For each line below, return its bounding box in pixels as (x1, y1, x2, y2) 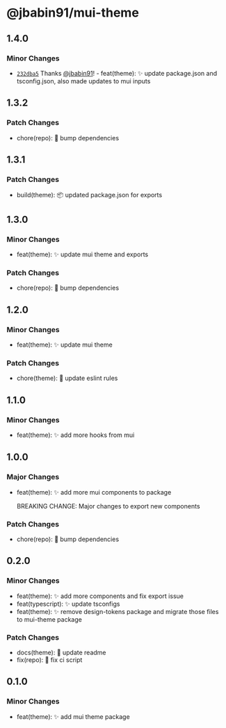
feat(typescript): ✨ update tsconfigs (16, 599, 120, 608)
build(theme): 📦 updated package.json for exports (16, 191, 163, 199)
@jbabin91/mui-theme (6, 5, 140, 21)
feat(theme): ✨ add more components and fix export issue (16, 592, 184, 600)
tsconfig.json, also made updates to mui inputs (16, 76, 151, 85)
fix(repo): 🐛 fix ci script (16, 655, 83, 664)
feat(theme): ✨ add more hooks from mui (16, 431, 135, 439)
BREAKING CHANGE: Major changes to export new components (16, 502, 200, 510)
